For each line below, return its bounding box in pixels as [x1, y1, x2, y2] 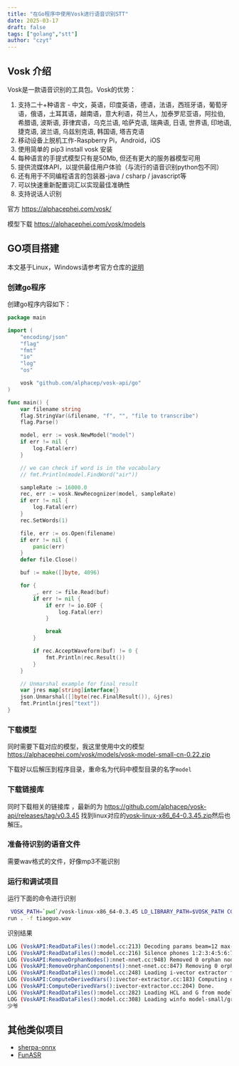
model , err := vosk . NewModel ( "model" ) [20, 432, 135, 439]
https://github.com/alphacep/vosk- [104, 802, 207, 810]
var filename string [20, 405, 81, 413]
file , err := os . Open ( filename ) [20, 530, 116, 537]
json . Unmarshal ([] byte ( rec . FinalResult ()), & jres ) [20, 694, 174, 701]
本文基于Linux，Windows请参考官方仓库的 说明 [7, 263, 144, 271]
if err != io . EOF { [45, 602, 103, 609]
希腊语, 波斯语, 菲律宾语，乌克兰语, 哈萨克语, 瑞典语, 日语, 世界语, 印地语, [17, 118, 232, 127]
